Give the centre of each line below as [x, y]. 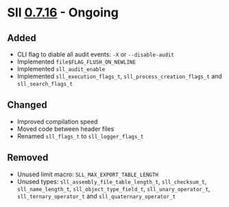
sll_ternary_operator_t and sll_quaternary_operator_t [96, 196]
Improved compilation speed [57, 121]
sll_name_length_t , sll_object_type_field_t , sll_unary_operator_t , [113, 188]
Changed [27, 105]
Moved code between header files [65, 129]
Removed [28, 158]
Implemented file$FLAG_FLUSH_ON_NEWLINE [76, 62]
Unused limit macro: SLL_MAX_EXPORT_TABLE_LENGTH [88, 174]
